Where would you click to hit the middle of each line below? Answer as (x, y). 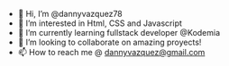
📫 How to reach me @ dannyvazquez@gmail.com (111, 52)
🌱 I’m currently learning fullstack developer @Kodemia (119, 33)
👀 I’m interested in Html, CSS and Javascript (100, 23)
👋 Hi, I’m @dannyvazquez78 (70, 14)
